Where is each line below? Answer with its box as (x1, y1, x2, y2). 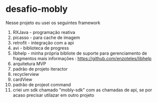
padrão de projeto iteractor (12, 66, 68, 72)
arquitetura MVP (12, 61, 46, 67)
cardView (12, 76, 33, 82)
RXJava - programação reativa (12, 29, 76, 35)
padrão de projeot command (12, 81, 71, 87)
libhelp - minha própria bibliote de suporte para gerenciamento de (12, 50, 147, 56)
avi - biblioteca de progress (12, 45, 69, 51)
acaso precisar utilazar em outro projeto (12, 92, 94, 98)
